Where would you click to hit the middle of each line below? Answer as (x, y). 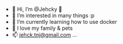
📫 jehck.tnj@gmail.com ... (44, 35)
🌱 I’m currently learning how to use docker (64, 22)
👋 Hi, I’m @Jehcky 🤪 (37, 9)
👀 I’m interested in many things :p (53, 15)
